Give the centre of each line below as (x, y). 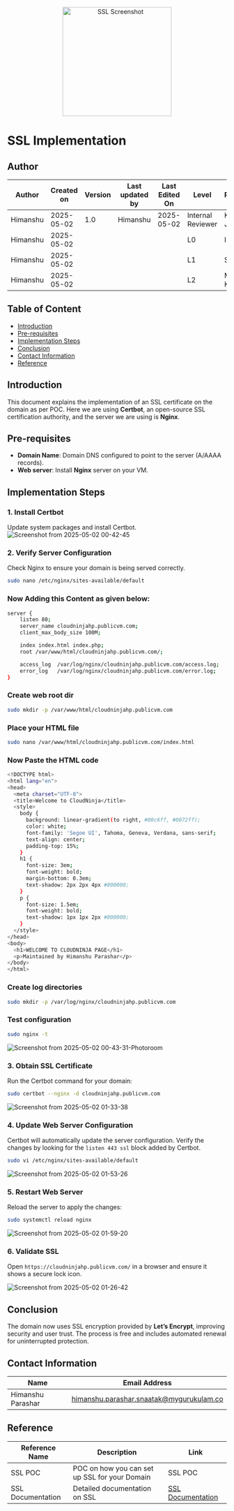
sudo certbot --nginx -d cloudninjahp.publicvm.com (84, 1093)
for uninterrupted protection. (48, 1341)
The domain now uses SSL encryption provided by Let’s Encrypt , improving (116, 1327)
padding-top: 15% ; (52, 846)
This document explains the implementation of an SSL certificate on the (110, 402)
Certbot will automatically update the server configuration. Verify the (106, 1140)
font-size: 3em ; (49, 866)
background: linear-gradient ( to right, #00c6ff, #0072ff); (113, 820)
